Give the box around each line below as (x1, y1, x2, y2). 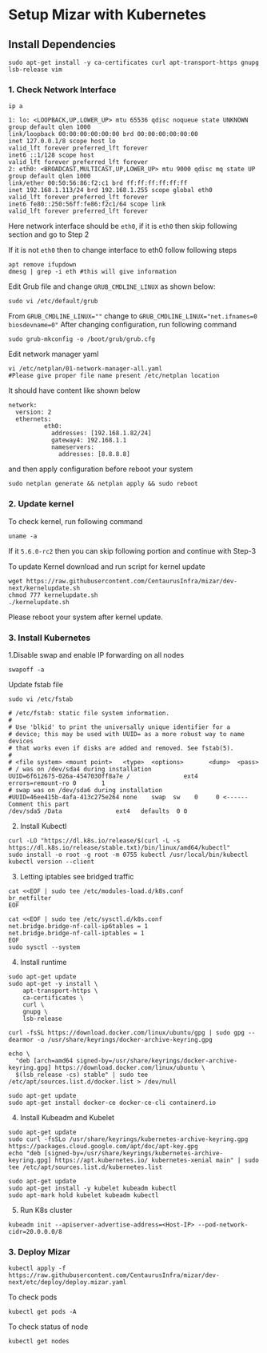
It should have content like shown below (8, 386, 141, 395)
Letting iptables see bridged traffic (19, 871, 134, 881)
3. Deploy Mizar (8, 1246, 71, 1257)
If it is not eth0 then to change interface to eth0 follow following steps (8, 246, 237, 255)
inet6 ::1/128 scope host (8, 151, 94, 159)
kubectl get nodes (8, 1338, 70, 1346)
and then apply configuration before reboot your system (8, 464, 193, 474)
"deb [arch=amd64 (15, 1056, 74, 1065)
